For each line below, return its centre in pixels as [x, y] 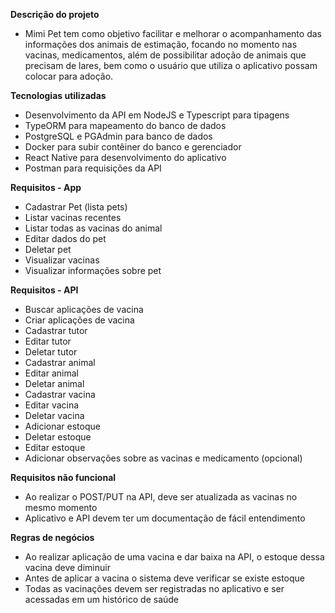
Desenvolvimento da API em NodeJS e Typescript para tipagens [157, 115]
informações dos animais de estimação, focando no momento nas [161, 44]
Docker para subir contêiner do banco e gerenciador [133, 147]
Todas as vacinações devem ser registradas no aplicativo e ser [154, 588]
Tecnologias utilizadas [58, 95]
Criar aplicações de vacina [79, 320]
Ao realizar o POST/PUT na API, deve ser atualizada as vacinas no [161, 497]
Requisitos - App [46, 187]
